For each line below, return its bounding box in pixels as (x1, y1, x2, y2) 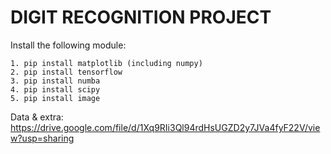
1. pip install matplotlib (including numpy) (10, 58, 203, 68)
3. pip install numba (10, 76, 101, 86)
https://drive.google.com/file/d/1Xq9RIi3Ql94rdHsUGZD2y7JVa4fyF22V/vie (10, 121, 321, 133)
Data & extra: (10, 111, 64, 123)
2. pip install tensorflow (10, 67, 123, 77)
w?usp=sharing (10, 132, 75, 144)
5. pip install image (10, 93, 101, 103)
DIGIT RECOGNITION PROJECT (10, 6, 272, 29)
